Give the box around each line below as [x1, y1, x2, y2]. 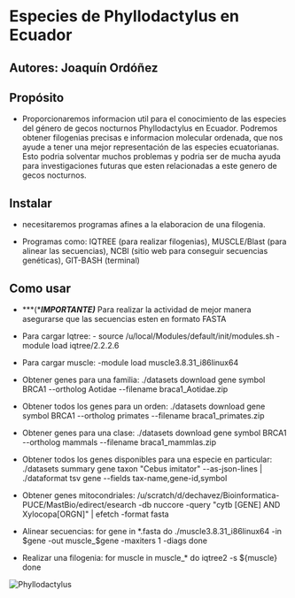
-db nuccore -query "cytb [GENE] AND [138, 500, 281, 510]
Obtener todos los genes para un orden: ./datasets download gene [21, 401, 266, 412]
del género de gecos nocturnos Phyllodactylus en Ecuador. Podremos [21, 123, 278, 134]
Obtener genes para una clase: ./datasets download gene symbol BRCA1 [21, 427, 287, 439]
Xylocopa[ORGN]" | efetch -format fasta [21, 509, 170, 519]
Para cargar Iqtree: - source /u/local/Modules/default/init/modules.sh [21, 331, 275, 341]
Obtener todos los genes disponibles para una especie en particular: [21, 454, 273, 465]
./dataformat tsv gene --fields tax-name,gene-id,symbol [21, 473, 228, 484]
